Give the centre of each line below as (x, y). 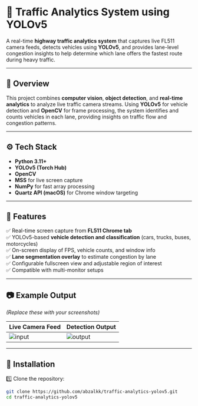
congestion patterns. (32, 123)
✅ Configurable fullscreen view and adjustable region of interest (84, 263)
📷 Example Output (41, 295)
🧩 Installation (31, 364)
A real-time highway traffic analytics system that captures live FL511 (90, 41)
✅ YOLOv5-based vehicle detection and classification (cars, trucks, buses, (99, 237)
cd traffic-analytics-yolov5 (42, 397)
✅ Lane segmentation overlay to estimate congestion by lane (81, 257)
